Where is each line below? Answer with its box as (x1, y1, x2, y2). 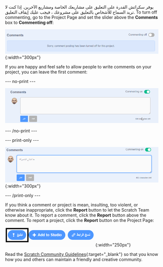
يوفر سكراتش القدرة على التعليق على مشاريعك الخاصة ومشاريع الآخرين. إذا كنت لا (5, 4, 154, 10)
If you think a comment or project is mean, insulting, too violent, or (5, 201, 138, 208)
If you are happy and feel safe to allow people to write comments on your (5, 64, 152, 70)
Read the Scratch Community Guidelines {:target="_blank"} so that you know (5, 251, 158, 257)
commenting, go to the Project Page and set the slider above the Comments (5, 15, 158, 20)
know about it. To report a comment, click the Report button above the (5, 212, 147, 218)
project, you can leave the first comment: (5, 69, 88, 75)
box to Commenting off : (5, 19, 54, 25)
